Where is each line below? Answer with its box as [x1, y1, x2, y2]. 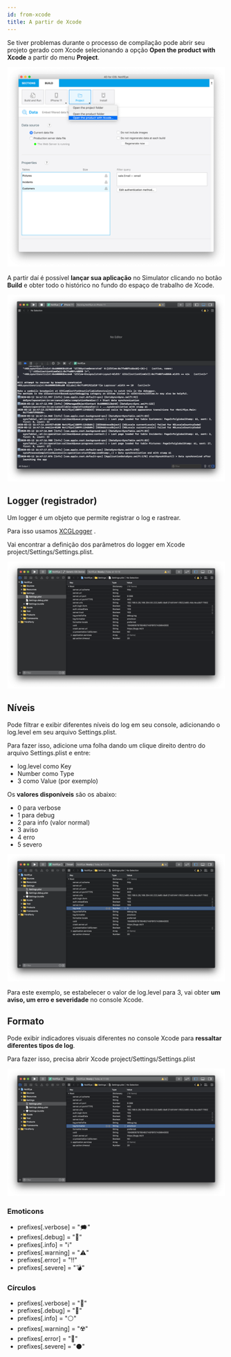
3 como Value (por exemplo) [17, 777, 99, 785]
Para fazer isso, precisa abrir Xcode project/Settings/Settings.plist [7, 1055, 196, 1063]
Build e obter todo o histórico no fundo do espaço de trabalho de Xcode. [7, 281, 214, 290]
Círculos [7, 1283, 37, 1293]
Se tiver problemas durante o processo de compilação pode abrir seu [7, 38, 205, 46]
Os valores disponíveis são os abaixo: [7, 790, 117, 798]
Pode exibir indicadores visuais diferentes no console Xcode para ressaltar [7, 1034, 222, 1042]
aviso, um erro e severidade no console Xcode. [7, 996, 144, 1004]
